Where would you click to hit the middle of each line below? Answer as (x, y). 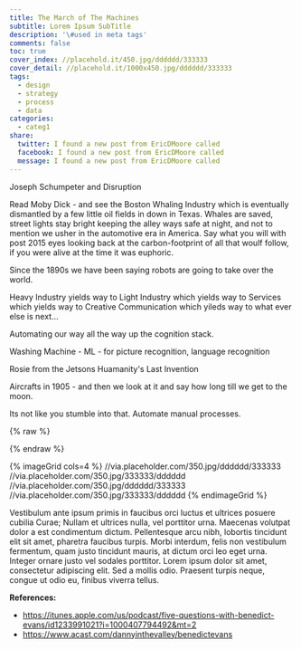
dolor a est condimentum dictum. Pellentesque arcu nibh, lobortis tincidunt (148, 531)
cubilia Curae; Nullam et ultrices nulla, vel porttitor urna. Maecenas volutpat (150, 522)
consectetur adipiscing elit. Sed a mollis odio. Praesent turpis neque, (137, 570)
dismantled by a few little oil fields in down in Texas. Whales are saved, (141, 214)
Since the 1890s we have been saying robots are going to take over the (141, 270)
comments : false (40, 43)
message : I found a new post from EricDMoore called (119, 161)
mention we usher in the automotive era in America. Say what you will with (148, 233)
